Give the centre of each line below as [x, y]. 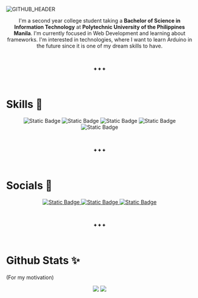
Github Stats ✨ [43, 261]
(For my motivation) [30, 277]
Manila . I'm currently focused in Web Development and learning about [100, 33]
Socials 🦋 [29, 186]
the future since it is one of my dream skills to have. [100, 46]
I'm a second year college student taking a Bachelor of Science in [100, 20]
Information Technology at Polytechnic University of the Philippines [100, 27]
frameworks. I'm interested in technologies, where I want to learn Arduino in [100, 39]
